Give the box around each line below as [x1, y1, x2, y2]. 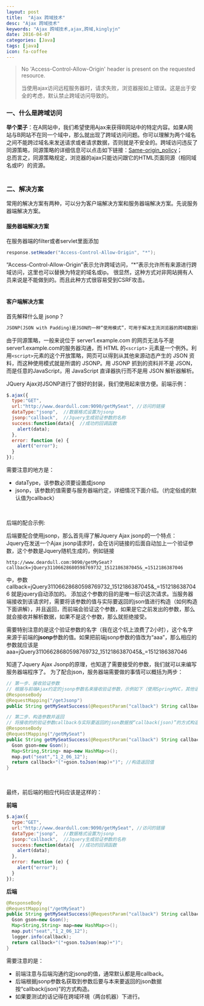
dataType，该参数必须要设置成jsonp [15, 479, 106, 486]
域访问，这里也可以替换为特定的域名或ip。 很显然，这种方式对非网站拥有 [6, 269, 188, 276]
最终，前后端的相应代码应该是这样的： [6, 789, 102, 796]
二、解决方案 [6, 185, 44, 193]
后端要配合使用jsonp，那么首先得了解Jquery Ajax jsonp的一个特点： [6, 532, 177, 539]
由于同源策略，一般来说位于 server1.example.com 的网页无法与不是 [6, 336, 175, 344]
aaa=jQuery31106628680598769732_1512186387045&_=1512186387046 [6, 648, 188, 655]
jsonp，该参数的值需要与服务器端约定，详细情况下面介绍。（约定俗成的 [15, 487, 191, 494]
